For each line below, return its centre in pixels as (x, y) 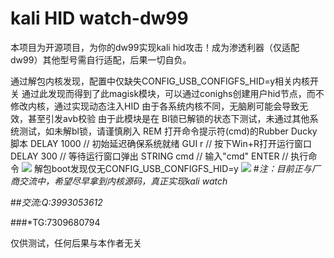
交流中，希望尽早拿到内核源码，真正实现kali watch (123, 181)
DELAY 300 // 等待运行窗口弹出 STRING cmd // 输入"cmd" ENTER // (149, 156)
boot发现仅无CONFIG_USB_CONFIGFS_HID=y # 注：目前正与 (181, 168)
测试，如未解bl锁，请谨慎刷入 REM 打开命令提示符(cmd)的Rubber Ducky (168, 131)
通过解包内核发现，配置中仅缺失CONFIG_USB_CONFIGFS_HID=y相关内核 (160, 81)
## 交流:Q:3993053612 (56, 202)
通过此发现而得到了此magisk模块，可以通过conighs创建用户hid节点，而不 (173, 93)
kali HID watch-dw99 (99, 18)
